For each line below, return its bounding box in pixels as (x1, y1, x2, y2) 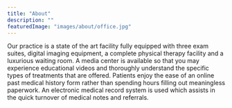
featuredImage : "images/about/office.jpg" (7, 23, 132, 30)
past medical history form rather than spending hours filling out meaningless (7, 79, 226, 87)
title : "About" (7, 10, 51, 17)
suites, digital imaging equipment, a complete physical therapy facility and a (7, 49, 224, 57)
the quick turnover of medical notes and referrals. (7, 93, 149, 102)
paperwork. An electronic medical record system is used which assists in (7, 86, 216, 94)
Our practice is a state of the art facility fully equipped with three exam (7, 42, 209, 51)
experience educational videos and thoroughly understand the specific (7, 64, 210, 73)
